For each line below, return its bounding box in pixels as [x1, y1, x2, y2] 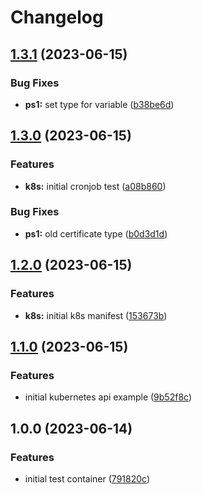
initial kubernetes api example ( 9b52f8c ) [24, 391, 192, 403]
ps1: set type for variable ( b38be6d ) [24, 98, 175, 110]
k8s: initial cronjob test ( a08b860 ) [24, 180, 167, 192]
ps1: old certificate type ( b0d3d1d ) [24, 227, 168, 240]
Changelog [10, 6, 104, 29]
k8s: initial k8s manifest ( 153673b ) [24, 309, 168, 321]
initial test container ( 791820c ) [24, 472, 150, 485]
